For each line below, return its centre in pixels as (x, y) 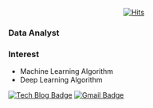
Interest (24, 54)
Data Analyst (34, 33)
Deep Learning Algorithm (61, 80)
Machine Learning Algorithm (67, 71)
